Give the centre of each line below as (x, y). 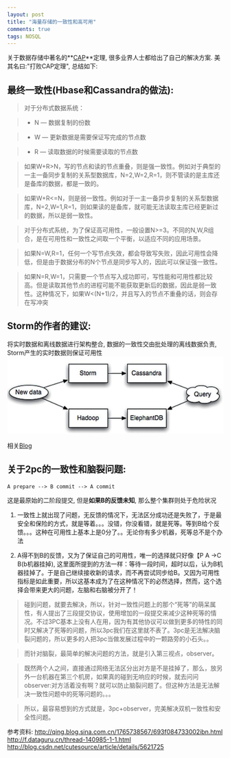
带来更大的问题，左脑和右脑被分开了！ (83, 589)
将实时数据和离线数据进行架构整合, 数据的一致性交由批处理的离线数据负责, (112, 344)
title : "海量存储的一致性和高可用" (52, 22)
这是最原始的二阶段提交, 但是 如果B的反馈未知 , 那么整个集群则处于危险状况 (112, 500)
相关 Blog (20, 445)
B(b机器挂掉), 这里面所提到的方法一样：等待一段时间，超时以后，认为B (117, 564)
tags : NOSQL (24, 36)
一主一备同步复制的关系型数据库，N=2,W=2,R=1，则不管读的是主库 (119, 175)
